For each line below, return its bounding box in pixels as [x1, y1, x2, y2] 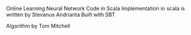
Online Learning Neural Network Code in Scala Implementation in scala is [6, 5, 185, 12]
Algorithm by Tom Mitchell [6, 23, 71, 29]
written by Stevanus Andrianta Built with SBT [6, 11, 116, 18]
